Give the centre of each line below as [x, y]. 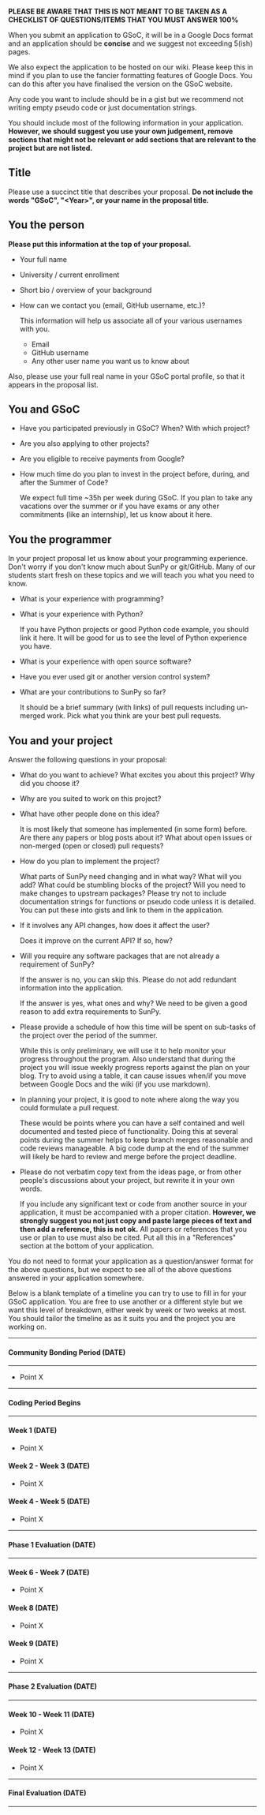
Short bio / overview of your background [86, 290]
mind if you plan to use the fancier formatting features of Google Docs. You [130, 75]
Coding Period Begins [45, 1402]
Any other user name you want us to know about [110, 361]
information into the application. [71, 988]
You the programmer [60, 539]
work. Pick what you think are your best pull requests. [134, 716]
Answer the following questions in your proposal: [88, 760]
